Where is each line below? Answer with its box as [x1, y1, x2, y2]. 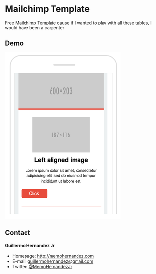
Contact [5, 229, 30, 237]
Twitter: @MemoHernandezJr [12, 264, 73, 270]
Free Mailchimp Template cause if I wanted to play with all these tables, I [5, 20, 152, 25]
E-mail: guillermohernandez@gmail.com [12, 258, 94, 264]
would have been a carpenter [5, 25, 65, 30]
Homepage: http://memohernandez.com [12, 253, 94, 259]
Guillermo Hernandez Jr [5, 242, 55, 248]
